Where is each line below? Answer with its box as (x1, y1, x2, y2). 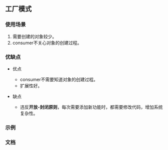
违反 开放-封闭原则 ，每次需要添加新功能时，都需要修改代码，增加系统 (20, 104, 163, 110)
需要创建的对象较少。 (12, 33, 57, 39)
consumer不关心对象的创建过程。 (12, 40, 82, 46)
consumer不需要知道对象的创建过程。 (20, 76, 98, 82)
